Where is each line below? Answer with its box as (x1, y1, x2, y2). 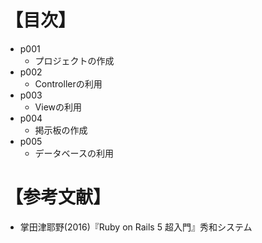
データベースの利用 (34, 147, 114, 159)
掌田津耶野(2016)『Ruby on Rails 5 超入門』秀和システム (19, 221, 253, 233)
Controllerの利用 (34, 77, 103, 90)
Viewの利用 (34, 101, 83, 113)
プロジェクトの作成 (34, 54, 115, 66)
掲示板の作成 (34, 124, 88, 136)
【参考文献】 (5, 186, 112, 209)
